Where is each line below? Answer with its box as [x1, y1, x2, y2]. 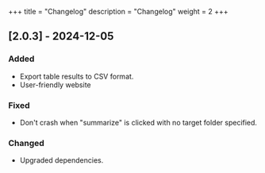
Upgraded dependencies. [19, 156, 104, 165]
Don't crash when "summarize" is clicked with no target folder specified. [19, 117, 258, 127]
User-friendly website [19, 79, 91, 90]
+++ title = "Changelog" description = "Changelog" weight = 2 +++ [8, 7, 229, 16]
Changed [8, 137, 45, 148]
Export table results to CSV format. [19, 71, 134, 81]
